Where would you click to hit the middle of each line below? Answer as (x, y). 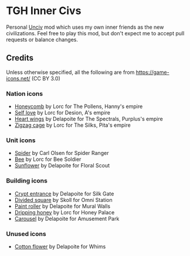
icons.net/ (18, 78)
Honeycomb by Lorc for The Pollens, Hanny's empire (79, 106)
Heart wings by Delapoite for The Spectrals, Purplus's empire (89, 119)
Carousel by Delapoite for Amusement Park (67, 218)
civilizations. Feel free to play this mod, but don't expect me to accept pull (95, 33)
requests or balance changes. (42, 39)
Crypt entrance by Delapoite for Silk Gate (64, 193)
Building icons (27, 181)
